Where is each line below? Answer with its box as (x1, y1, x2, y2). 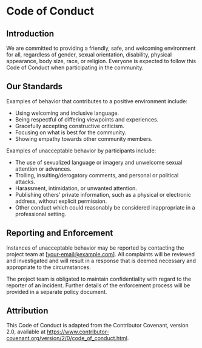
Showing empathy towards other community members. (15, 135, 153, 142)
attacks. (15, 178, 35, 185)
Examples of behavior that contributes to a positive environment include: (6, 97, 188, 104)
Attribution (6, 305, 49, 316)
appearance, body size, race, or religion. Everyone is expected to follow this (6, 58, 196, 64)
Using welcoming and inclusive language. (15, 109, 120, 117)
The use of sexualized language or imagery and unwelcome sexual (15, 159, 183, 166)
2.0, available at (6, 328, 46, 335)
